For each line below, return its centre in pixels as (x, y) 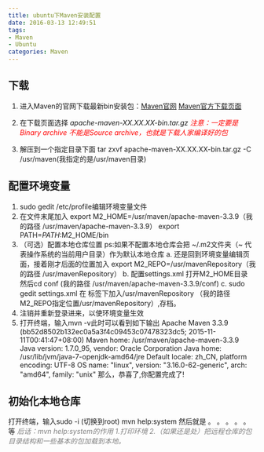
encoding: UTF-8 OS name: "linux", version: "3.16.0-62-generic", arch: (133, 365)
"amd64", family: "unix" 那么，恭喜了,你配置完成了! (102, 374)
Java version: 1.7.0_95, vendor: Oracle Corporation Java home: (121, 348)
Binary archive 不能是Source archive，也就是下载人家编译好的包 (124, 132)
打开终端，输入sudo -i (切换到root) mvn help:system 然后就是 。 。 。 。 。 (129, 421)
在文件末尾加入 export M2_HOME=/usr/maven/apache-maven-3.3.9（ (132, 216)
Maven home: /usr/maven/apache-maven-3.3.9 (163, 340)
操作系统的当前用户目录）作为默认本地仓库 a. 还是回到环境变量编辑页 (138, 254)
